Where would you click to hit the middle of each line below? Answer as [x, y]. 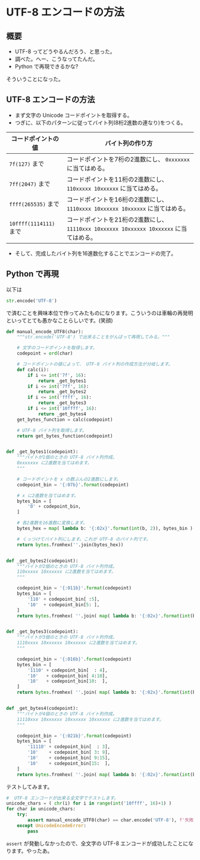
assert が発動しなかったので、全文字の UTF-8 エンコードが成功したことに [97, 843]
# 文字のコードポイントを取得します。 [57, 348]
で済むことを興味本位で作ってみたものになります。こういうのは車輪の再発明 [100, 313]
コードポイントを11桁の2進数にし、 [117, 179]
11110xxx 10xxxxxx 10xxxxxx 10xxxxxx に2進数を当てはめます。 [90, 719]
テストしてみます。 [29, 787]
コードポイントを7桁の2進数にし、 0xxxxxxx [128, 159]
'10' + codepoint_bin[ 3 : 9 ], [69, 752]
